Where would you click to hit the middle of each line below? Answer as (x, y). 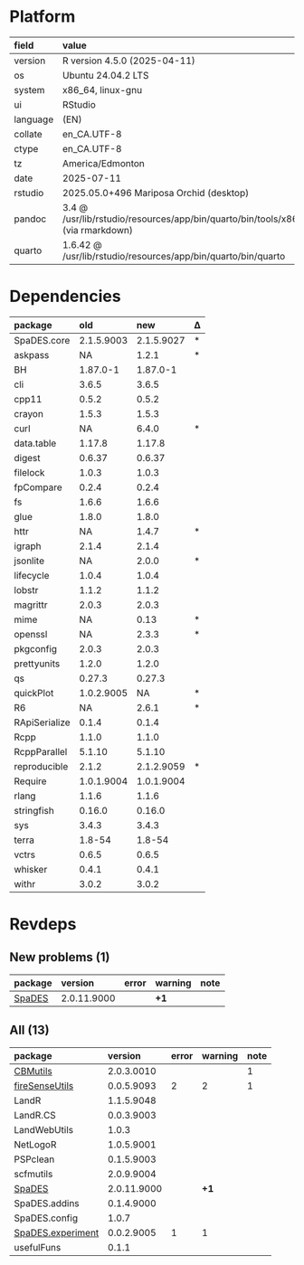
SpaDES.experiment (57, 1232)
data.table (35, 443)
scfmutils (33, 1174)
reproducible (41, 766)
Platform (43, 17)
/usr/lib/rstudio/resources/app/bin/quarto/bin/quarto (174, 256)
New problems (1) (60, 957)
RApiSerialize (42, 722)
